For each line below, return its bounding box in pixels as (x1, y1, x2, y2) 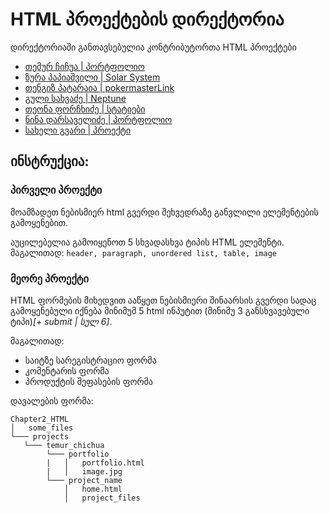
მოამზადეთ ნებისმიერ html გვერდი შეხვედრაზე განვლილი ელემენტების (10, 206, 319, 218)
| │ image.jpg (46, 466, 123, 477)
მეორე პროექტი (10, 271, 89, 285)
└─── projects (10, 431, 70, 442)
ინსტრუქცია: (10, 153, 90, 170)
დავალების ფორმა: (10, 394, 94, 407)
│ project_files (63, 493, 141, 503)
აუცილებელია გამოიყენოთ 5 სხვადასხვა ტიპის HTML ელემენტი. (10, 236, 285, 248)
